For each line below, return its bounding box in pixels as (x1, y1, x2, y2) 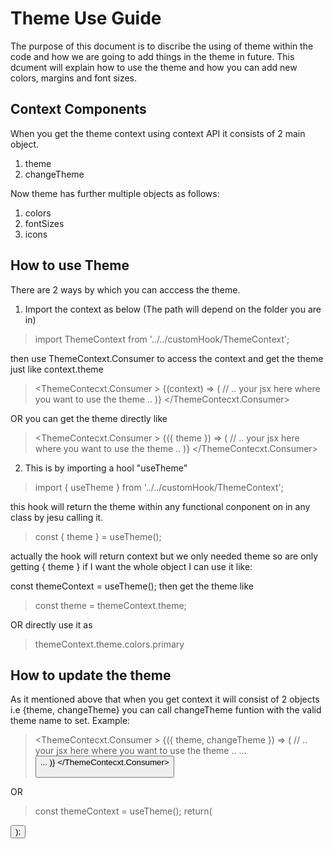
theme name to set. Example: (10, 715, 131, 727)
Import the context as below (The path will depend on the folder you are (24, 303, 322, 315)
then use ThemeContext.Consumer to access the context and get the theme (10, 352, 324, 364)
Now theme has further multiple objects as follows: (10, 187, 220, 199)
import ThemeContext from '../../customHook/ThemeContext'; (34, 333, 290, 345)
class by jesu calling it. (10, 511, 104, 523)
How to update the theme (10, 667, 172, 684)
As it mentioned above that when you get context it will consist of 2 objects (10, 693, 320, 706)
